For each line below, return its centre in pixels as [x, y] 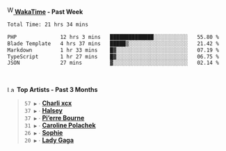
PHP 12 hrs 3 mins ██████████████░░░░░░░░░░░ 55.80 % [113, 37]
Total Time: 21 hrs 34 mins [48, 24]
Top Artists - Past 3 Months [57, 90]
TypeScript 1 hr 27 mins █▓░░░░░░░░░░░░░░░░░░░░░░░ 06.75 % [113, 56]
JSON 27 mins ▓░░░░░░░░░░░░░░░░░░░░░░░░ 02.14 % [113, 63]
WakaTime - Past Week [49, 12]
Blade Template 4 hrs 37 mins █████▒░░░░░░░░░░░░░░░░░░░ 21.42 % [113, 43]
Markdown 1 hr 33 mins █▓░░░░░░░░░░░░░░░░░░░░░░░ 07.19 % [113, 50]
